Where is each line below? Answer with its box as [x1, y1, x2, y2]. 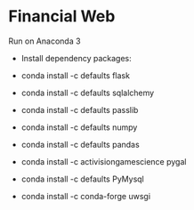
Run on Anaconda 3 [8, 36, 81, 46]
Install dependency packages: [20, 52, 133, 63]
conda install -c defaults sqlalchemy [20, 87, 155, 98]
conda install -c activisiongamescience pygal [20, 156, 187, 166]
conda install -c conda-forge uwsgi [20, 190, 151, 201]
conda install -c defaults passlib [20, 104, 139, 115]
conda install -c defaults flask [20, 69, 131, 81]
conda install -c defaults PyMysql [20, 174, 144, 184]
